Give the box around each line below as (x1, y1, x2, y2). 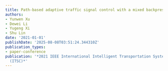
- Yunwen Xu (5, 16, 30, 21)
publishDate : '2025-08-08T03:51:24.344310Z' (5, 40, 99, 45)
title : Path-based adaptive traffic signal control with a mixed (5, 7, 144, 12)
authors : (5, 12, 23, 17)
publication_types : (5, 44, 46, 49)
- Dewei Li (5, 21, 28, 26)
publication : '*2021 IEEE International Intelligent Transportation (5, 53, 151, 59)
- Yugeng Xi (5, 26, 30, 31)
